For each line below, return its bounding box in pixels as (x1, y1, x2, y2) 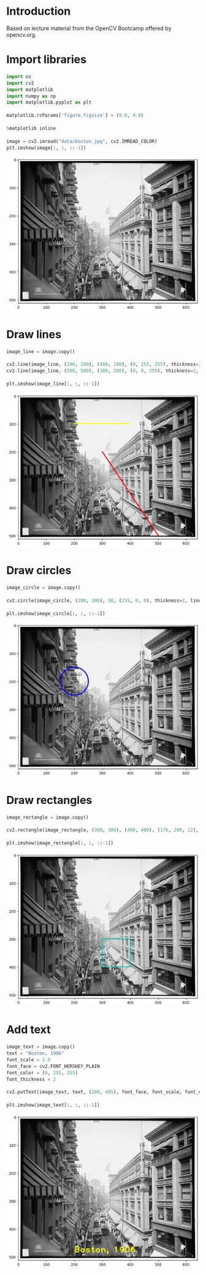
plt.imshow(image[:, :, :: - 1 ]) (6, 145, 86, 151)
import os (6, 74, 32, 80)
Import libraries (6, 53, 87, 67)
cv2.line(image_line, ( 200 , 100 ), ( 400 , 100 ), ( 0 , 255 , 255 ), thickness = (6, 362, 199, 368)
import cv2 (6, 80, 34, 86)
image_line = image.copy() (6, 348, 75, 355)
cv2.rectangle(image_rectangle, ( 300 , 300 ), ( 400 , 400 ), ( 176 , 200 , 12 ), (6, 827, 199, 833)
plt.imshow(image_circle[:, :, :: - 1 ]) (6, 610, 105, 616)
